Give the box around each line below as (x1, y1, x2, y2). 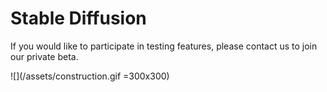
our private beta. (10, 50, 79, 62)
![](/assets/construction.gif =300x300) (10, 70, 170, 82)
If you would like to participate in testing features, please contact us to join (10, 40, 318, 52)
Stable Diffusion (10, 7, 147, 30)
